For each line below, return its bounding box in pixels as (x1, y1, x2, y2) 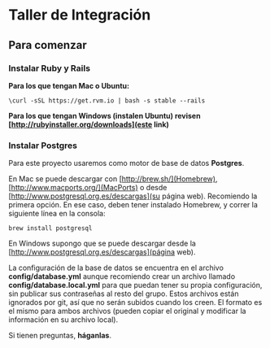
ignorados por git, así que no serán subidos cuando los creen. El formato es (8, 298, 263, 307)
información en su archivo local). (8, 315, 119, 324)
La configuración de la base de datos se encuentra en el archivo (8, 263, 224, 273)
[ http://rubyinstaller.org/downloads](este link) (8, 120, 169, 129)
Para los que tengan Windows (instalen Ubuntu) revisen (8, 111, 201, 120)
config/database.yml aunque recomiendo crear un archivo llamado (8, 272, 236, 281)
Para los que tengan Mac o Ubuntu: (8, 80, 130, 90)
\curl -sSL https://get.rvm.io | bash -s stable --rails (8, 96, 206, 105)
